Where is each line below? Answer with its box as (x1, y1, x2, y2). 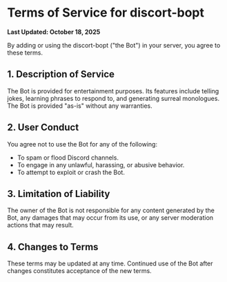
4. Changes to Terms (7, 241, 99, 253)
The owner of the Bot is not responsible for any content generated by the (7, 206, 215, 215)
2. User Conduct (7, 122, 79, 133)
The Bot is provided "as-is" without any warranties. (7, 102, 153, 110)
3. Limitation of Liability (7, 188, 110, 200)
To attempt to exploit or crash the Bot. (17, 168, 126, 176)
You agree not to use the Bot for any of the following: (7, 140, 157, 148)
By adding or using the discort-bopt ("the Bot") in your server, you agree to (7, 41, 221, 49)
